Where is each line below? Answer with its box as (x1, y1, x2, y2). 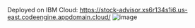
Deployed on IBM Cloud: (7, 6, 78, 14)
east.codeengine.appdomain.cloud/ (7, 13, 111, 21)
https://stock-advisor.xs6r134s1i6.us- (79, 6, 188, 14)
